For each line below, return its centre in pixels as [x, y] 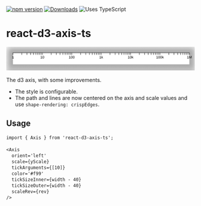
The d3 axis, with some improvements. [54, 80]
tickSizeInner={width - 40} [47, 180]
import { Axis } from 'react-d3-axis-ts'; [60, 138]
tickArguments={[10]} [39, 168]
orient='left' [29, 156]
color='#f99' [28, 174]
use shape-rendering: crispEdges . [57, 104]
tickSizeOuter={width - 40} [47, 186]
